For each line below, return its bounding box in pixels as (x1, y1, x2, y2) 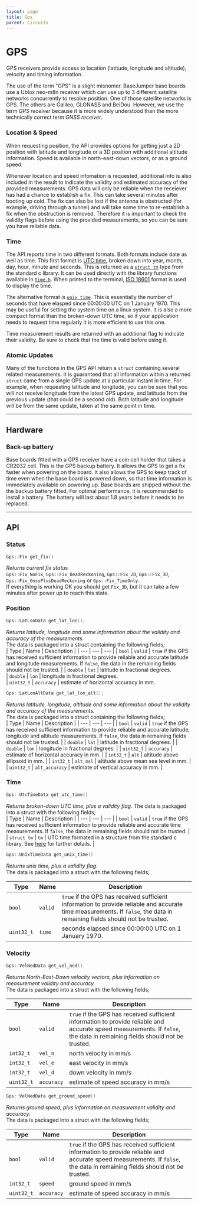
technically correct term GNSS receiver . (6, 113, 103, 121)
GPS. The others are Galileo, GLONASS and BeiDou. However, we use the (6, 101, 184, 108)
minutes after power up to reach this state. (6, 589, 109, 597)
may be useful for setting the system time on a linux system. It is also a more (6, 306, 192, 313)
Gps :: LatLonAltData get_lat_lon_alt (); (6, 690, 104, 696)
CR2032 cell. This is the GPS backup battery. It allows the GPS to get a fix (6, 462, 186, 469)
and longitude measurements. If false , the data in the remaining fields (6, 660, 176, 667)
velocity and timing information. (6, 71, 83, 78)
